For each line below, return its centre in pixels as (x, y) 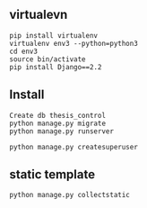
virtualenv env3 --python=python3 (74, 43)
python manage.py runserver (62, 131)
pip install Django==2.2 (56, 67)
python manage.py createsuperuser (74, 147)
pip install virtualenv (54, 35)
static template (52, 175)
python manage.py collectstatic (69, 195)
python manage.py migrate (57, 123)
